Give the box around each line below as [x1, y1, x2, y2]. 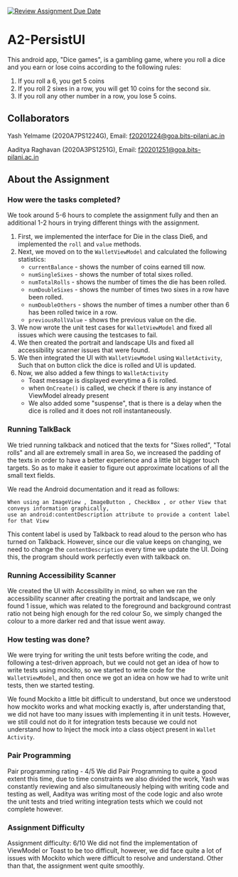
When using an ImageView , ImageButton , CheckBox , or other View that [7, 498, 227, 506]
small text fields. [7, 471, 55, 479]
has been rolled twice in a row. [28, 308, 118, 317]
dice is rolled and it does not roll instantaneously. [28, 406, 172, 415]
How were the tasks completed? [7, 195, 121, 205]
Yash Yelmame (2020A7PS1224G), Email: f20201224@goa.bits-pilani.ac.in [7, 131, 225, 140]
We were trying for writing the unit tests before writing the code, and [7, 651, 208, 660]
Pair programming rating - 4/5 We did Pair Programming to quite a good [7, 766, 217, 775]
